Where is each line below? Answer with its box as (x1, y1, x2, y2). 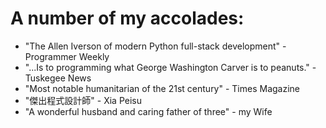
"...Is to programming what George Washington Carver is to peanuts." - (24, 61, 317, 73)
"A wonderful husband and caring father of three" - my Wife (24, 105, 273, 117)
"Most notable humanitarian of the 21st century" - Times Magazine (24, 82, 301, 94)
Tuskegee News (24, 72, 92, 84)
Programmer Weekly (24, 50, 110, 62)
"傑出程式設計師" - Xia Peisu (24, 94, 142, 106)
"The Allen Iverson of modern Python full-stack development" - (24, 40, 287, 52)
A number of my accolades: (10, 7, 245, 30)
